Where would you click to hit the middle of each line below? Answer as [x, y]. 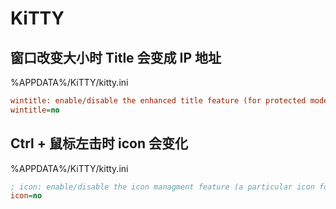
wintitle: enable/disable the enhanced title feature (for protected [158, 101]
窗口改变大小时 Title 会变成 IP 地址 [116, 57]
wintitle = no [35, 110]
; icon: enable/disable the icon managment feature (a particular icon [162, 187]
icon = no [26, 196]
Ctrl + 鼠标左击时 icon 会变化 [99, 143]
